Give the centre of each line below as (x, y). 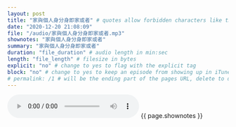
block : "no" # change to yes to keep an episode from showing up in (110, 72)
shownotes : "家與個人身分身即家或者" (57, 40)
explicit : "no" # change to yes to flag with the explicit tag (102, 66)
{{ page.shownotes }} (171, 116)
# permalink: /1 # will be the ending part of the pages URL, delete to (116, 79)
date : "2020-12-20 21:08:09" (50, 27)
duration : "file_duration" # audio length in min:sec (88, 53)
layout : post (26, 14)
